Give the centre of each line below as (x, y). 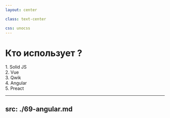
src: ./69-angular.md (39, 109)
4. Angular (16, 83)
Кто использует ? (44, 53)
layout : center (21, 10)
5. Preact (15, 88)
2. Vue (12, 72)
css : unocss (18, 28)
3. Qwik (13, 78)
